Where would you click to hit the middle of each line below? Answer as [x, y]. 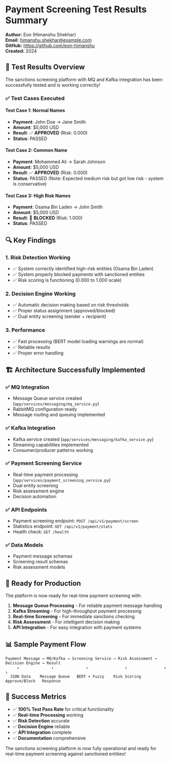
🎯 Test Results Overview [45, 67]
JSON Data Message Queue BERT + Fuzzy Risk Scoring [75, 677]
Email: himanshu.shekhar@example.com [49, 40]
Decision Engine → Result [33, 663]
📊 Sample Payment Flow [46, 644]
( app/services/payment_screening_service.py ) [62, 480]
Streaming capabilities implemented [51, 445]
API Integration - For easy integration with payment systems [77, 627]
